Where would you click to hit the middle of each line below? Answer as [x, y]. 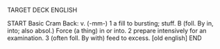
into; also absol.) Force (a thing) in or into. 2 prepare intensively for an [107, 31]
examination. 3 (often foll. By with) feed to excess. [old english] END [105, 38]
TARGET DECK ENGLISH [42, 10]
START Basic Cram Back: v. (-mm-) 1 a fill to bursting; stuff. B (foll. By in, [110, 23]
